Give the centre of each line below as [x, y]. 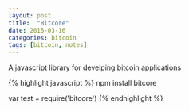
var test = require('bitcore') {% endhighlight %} [86, 98]
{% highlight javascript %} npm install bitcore [83, 83]
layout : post [30, 15]
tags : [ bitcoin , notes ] [48, 45]
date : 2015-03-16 [37, 30]
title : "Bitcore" [39, 23]
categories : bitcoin [43, 38]
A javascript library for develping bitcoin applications [95, 67]
